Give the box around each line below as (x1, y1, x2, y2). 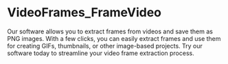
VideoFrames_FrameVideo (7, 5, 162, 20)
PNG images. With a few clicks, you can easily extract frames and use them (7, 34, 221, 42)
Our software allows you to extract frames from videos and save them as (7, 27, 213, 35)
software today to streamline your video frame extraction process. (7, 49, 194, 57)
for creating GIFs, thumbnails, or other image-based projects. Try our (7, 42, 203, 50)
